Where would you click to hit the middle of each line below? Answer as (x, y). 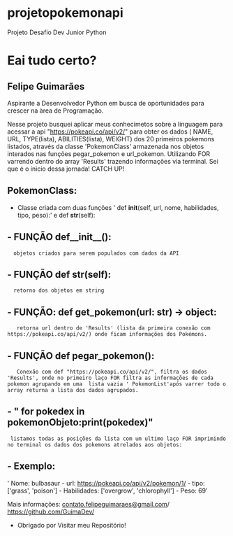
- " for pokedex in (46, 412)
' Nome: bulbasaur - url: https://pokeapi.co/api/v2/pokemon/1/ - (99, 483)
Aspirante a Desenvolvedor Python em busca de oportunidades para (106, 103)
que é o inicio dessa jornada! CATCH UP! (66, 169)
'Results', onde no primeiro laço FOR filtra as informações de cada (111, 378)
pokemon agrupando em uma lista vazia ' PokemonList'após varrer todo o (117, 384)
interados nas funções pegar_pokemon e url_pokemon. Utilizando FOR (109, 154)
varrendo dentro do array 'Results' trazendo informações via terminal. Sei (113, 161)
